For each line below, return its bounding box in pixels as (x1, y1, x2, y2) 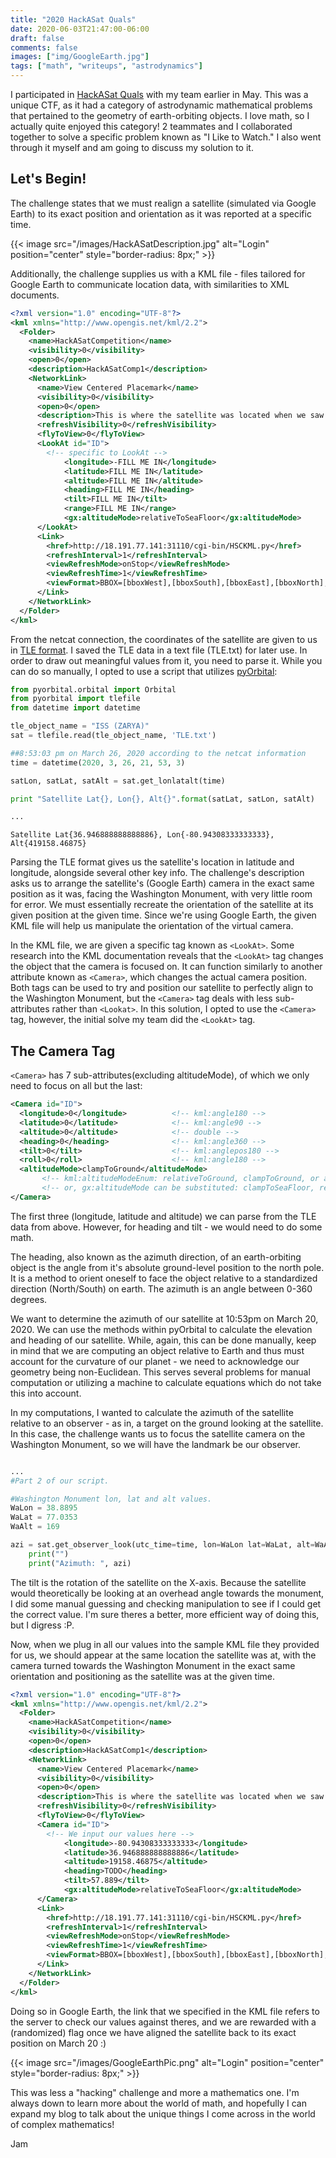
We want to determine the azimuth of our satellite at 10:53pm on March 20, (10, 1312, 319, 1325)
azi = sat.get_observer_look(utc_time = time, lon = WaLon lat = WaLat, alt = (10, 1540, 315, 1550)
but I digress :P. (10, 1619, 75, 1631)
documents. (10, 289, 60, 301)
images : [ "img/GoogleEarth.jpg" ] (10, 52, 150, 62)
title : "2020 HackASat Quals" (10, 14, 137, 25)
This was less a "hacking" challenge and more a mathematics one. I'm (10, 2086, 300, 2098)
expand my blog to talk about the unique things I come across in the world (10, 2107, 316, 2120)
